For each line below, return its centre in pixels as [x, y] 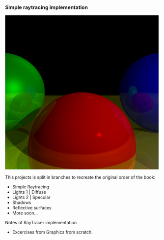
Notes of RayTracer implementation [41, 223]
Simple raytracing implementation [47, 7]
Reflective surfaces [32, 208]
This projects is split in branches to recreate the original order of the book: [80, 177]
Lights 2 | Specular [31, 197]
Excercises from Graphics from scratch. [53, 232]
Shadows [22, 203]
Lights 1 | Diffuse [29, 192]
